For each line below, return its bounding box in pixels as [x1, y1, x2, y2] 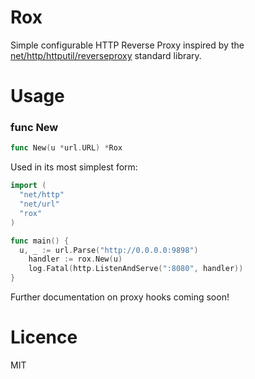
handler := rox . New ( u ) [28, 254, 123, 265]
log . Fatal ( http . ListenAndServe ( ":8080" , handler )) [28, 264, 244, 274]
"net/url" [19, 199, 60, 210]
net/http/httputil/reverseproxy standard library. [10, 49, 202, 61]
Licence [10, 326, 78, 349]
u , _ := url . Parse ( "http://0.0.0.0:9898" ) [19, 245, 199, 255]
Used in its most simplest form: [10, 161, 138, 173]
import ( [10, 181, 47, 191]
